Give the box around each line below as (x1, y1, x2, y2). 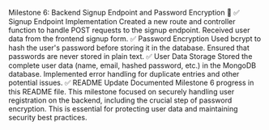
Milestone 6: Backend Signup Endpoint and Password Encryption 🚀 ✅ (8, 8, 241, 17)
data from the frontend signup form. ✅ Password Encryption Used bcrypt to (8, 34, 262, 44)
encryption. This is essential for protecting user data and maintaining (8, 104, 238, 113)
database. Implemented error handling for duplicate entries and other (8, 69, 240, 78)
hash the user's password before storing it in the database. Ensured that (8, 43, 250, 52)
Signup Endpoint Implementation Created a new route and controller (8, 17, 237, 26)
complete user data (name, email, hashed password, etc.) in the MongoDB (8, 61, 257, 70)
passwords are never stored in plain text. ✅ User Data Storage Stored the (8, 52, 253, 61)
